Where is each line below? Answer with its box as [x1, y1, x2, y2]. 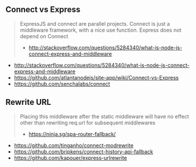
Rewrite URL [5, 97, 51, 107]
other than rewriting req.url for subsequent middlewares [19, 119, 156, 126]
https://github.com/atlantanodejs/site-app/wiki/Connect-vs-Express [13, 74, 179, 81]
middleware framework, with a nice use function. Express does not [19, 26, 182, 33]
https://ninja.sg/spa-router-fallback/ [28, 130, 116, 137]
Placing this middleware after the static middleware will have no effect [19, 113, 190, 120]
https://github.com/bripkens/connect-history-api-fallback [13, 148, 154, 155]
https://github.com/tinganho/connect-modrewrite [13, 142, 134, 149]
